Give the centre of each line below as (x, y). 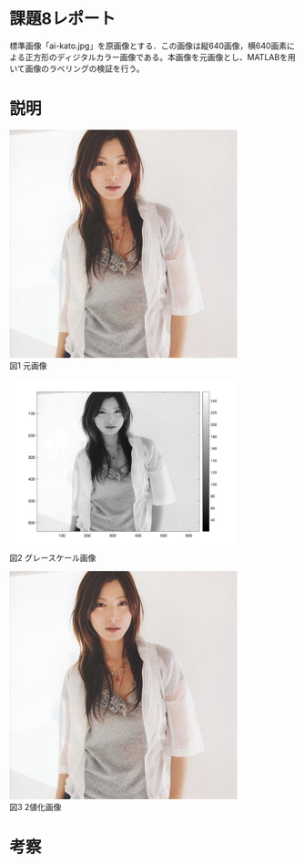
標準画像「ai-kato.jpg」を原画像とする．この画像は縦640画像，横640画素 (148, 46)
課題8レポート (63, 19)
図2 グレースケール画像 (53, 557)
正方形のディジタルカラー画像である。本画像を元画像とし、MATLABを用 (160, 57)
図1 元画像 (28, 365)
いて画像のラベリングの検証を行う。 (77, 68)
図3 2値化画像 (35, 807)
